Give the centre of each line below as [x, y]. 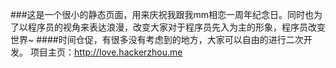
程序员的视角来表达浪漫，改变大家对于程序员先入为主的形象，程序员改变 [176, 27]
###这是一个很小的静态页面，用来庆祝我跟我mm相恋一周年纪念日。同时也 [162, 14]
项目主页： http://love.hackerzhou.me [106, 52]
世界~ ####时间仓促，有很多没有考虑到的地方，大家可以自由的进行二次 [157, 39]
